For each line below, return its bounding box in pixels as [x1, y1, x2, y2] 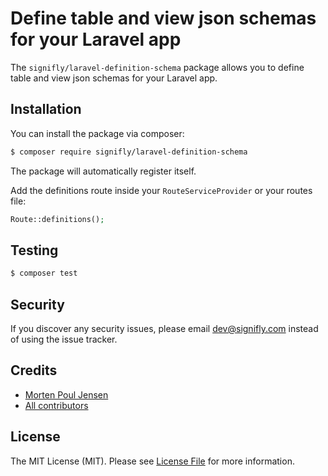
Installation [10, 101, 82, 118]
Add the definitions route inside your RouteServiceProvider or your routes [10, 184, 313, 196]
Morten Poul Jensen [24, 388, 109, 401]
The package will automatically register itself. [10, 165, 197, 177]
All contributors [24, 399, 89, 411]
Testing [10, 242, 59, 259]
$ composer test [10, 268, 78, 279]
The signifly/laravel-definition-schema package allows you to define [10, 61, 305, 73]
